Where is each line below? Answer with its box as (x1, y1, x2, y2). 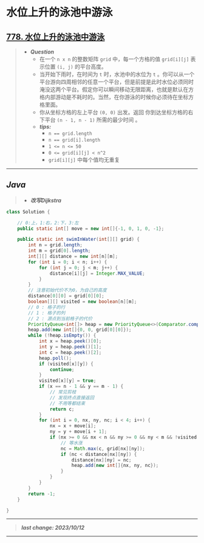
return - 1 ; (28, 491, 56, 497)
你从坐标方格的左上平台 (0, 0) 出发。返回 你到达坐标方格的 (39, 109, 188, 116)
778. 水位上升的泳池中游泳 (6, 32, 105, 42)
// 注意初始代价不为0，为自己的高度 (28, 287, 107, 294)
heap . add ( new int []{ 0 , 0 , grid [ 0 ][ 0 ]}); (28, 327, 132, 333)
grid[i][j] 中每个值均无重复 (48, 156, 120, 163)
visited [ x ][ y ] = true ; (38, 378, 97, 384)
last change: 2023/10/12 (21, 524, 85, 531)
